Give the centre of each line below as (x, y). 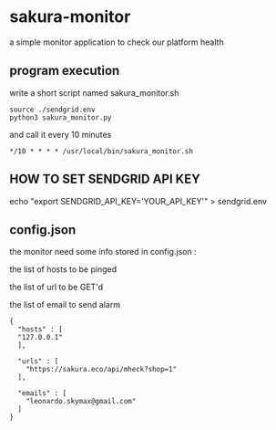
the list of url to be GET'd (56, 287)
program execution (65, 71)
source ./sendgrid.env (52, 110)
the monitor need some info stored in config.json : (103, 252)
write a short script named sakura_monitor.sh (94, 92)
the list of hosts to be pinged (63, 269)
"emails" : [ (42, 393)
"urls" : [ (38, 362)
